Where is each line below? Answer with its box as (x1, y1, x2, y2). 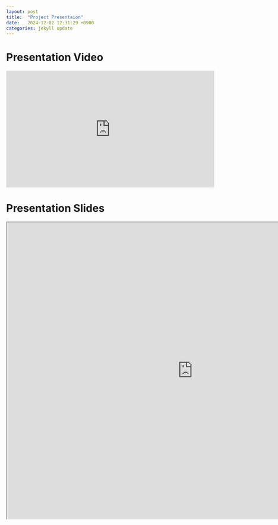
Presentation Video (6, 51, 104, 64)
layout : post (6, 8, 39, 15)
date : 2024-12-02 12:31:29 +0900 (6, 20, 94, 26)
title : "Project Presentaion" (6, 14, 84, 20)
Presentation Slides (6, 202, 105, 215)
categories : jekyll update (6, 25, 73, 31)
